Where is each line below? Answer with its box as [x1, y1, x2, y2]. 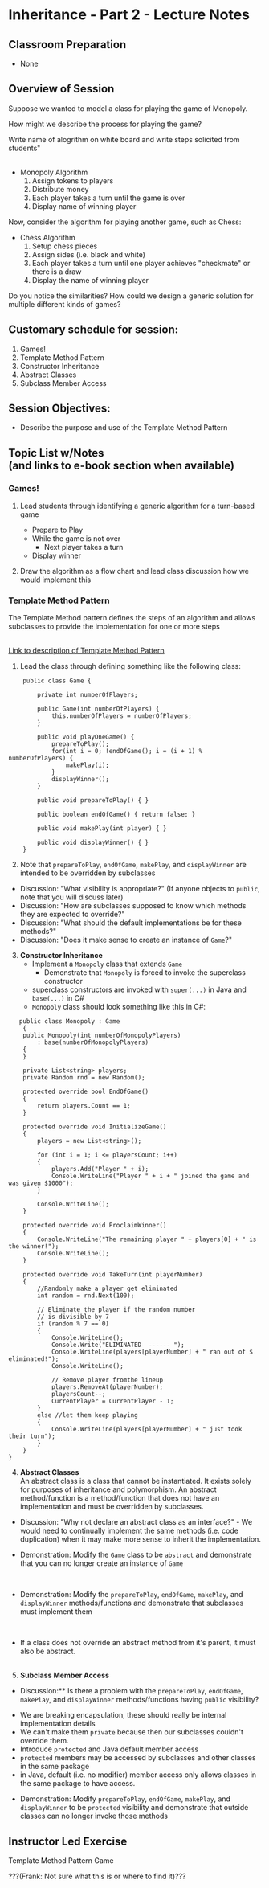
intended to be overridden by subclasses [19, 868, 156, 878]
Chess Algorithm [19, 232, 76, 242]
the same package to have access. [19, 1779, 136, 1788]
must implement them [19, 1607, 92, 1616]
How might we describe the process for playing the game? [8, 119, 202, 129]
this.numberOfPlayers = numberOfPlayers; [51, 712, 193, 720]
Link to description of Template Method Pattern [8, 645, 165, 656]
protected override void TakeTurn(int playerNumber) [22, 1271, 203, 1279]
